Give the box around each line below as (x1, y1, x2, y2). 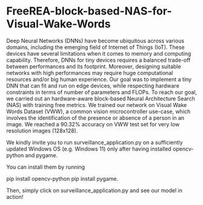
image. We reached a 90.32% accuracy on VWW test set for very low (6, 120, 180, 128)
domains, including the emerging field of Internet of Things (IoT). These (6, 44, 185, 51)
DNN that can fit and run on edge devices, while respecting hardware (6, 82, 180, 89)
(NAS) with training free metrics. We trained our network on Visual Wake (6, 101, 187, 108)
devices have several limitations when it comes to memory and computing (6, 50, 191, 57)
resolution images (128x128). (6, 127, 78, 134)
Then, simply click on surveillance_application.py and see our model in (6, 186, 183, 194)
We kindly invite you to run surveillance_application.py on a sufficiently (6, 138, 183, 146)
